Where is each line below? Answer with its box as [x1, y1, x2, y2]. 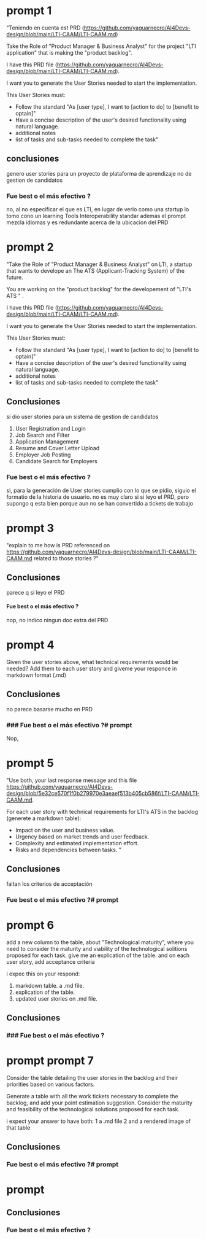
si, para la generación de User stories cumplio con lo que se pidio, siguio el [6, 487, 196, 494]
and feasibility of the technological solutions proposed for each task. [6, 1105, 180, 1112]
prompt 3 [6, 522, 54, 535]
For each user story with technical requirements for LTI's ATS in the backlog [6, 808, 198, 816]
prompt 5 [6, 756, 54, 770]
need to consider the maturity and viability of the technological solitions [6, 945, 188, 952]
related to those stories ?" [33, 555, 99, 562]
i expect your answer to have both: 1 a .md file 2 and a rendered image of [6, 1117, 191, 1125]
